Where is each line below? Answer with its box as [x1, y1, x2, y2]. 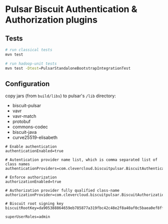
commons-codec [12, 124, 48, 130]
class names [5, 162, 30, 167]
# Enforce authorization [5, 175, 57, 180]
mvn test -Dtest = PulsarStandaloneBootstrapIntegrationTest [5, 66, 131, 71]
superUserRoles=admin [5, 214, 50, 219]
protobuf [12, 119, 31, 125]
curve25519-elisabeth [12, 134, 58, 141]
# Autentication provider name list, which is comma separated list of [5, 157, 157, 162]
